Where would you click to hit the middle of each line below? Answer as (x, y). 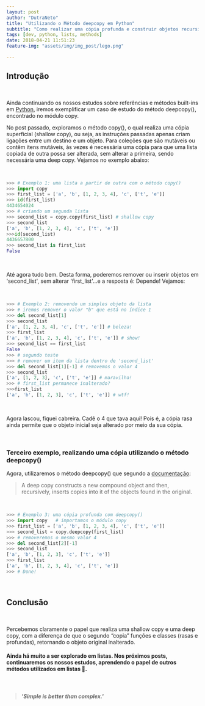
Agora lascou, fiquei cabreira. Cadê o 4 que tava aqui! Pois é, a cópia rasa (99, 418)
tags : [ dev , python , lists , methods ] (54, 35)
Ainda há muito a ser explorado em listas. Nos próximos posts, (87, 656)
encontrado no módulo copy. (43, 115)
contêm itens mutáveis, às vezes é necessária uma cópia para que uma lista (102, 147)
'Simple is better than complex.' (62, 696)
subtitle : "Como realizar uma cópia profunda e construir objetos (92, 29)
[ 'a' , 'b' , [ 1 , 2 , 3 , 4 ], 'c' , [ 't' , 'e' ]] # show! (73, 338)
